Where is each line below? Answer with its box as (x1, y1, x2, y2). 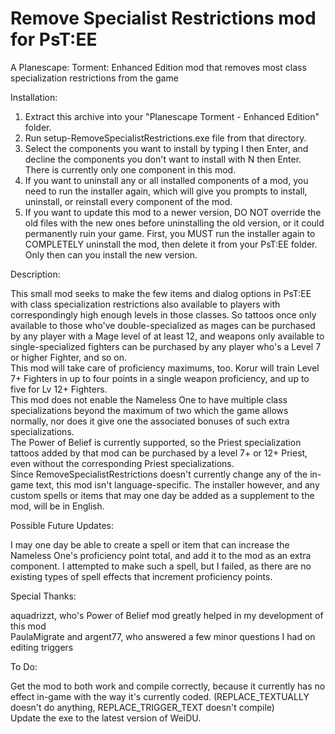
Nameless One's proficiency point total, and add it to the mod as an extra (10, 549, 312, 561)
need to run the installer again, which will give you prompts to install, (24, 185, 308, 197)
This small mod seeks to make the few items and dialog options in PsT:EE (10, 287, 312, 299)
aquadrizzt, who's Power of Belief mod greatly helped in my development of (10, 609, 324, 621)
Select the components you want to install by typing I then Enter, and (24, 142, 309, 154)
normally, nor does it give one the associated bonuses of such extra (10, 415, 290, 427)
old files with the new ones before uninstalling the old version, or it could (24, 217, 325, 229)
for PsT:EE (10, 28, 98, 51)
